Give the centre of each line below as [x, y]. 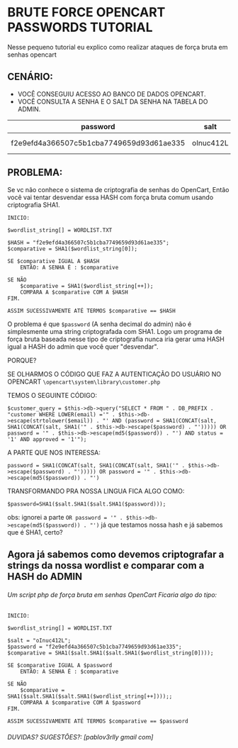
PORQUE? [22, 360]
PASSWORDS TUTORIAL [80, 27]
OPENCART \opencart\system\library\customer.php [84, 381]
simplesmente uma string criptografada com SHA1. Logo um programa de [114, 331]
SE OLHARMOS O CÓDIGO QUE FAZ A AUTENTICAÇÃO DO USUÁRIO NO [114, 374]
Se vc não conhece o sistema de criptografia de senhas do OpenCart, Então [118, 189]
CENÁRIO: [30, 77]
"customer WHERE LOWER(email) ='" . [61, 414]
